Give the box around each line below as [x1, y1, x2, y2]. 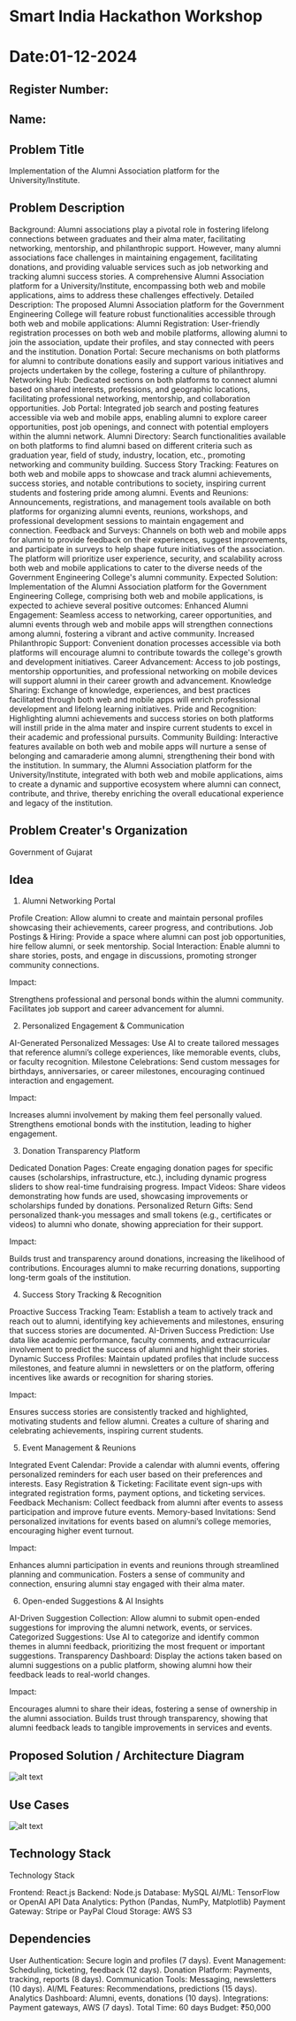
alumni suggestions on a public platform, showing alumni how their [9, 1660, 253, 1671]
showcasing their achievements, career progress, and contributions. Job [9, 922, 274, 933]
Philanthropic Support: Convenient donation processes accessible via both [9, 637, 281, 648]
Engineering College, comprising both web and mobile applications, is [9, 590, 263, 601]
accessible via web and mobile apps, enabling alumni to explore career [9, 411, 268, 422]
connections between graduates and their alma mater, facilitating [9, 233, 246, 244]
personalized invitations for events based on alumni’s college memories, [9, 1516, 272, 1527]
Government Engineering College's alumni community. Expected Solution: [9, 572, 278, 582]
